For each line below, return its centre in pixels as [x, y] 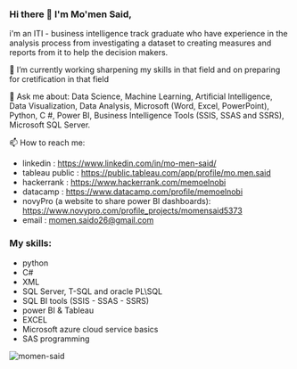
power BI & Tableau [58, 310]
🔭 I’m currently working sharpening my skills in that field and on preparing [145, 70]
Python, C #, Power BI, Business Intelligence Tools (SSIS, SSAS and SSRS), [147, 116]
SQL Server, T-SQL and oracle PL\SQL [92, 291]
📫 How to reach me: [47, 143]
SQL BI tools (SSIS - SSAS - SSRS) [86, 300]
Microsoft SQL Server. [50, 125]
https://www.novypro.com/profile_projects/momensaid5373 [132, 211]
